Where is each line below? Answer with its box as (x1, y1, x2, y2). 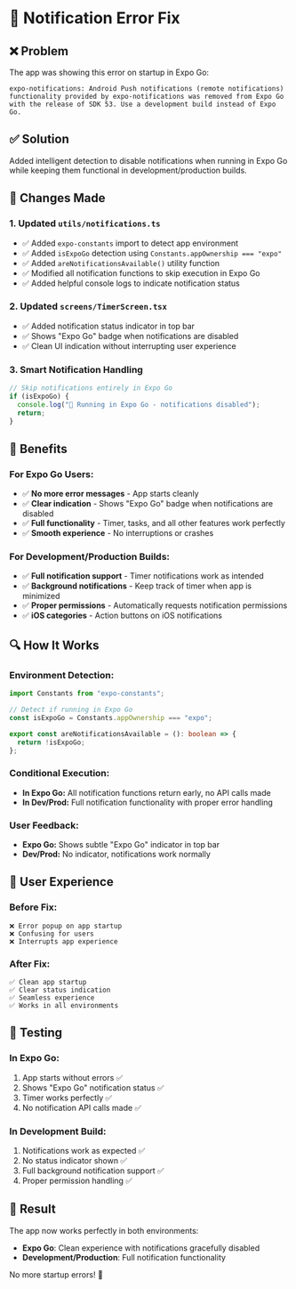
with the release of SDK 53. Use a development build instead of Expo (9, 100, 276, 109)
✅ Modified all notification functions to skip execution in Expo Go (21, 267, 260, 279)
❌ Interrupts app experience (9, 936, 118, 946)
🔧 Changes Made (9, 191, 106, 206)
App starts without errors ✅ (21, 1072, 124, 1082)
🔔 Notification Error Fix (9, 8, 180, 28)
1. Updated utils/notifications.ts (9, 217, 161, 230)
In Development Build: (9, 1125, 107, 1138)
